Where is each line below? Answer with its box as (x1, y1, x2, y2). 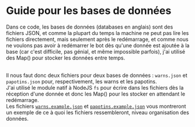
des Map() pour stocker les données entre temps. (6, 54, 126, 61)
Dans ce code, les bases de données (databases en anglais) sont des (6, 23, 173, 30)
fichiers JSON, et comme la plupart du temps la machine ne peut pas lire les (6, 29, 189, 36)
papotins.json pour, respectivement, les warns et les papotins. (6, 77, 157, 85)
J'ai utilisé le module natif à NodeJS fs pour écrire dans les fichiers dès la (6, 84, 184, 91)
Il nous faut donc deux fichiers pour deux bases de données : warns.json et (6, 72, 188, 79)
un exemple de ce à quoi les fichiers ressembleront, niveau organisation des (6, 109, 190, 116)
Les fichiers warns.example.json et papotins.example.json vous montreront (6, 103, 186, 110)
